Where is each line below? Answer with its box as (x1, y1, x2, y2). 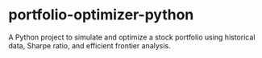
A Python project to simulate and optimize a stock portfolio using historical (8, 32, 256, 42)
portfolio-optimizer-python (8, 6, 194, 24)
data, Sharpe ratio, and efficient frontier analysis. (8, 40, 171, 50)
